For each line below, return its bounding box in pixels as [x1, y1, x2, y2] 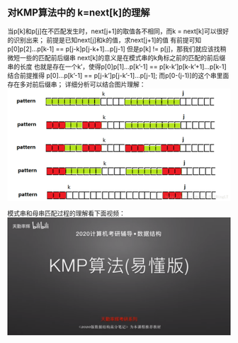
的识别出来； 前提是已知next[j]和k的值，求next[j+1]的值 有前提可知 [7, 35, 202, 44]
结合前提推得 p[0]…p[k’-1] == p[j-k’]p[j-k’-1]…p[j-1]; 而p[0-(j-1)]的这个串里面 [7, 71, 229, 79]
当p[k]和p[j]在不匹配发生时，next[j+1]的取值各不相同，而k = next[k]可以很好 [7, 27, 229, 35]
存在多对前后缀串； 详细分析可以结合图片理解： [7, 80, 146, 89]
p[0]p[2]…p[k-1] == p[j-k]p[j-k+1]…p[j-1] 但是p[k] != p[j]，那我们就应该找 [7, 45, 221, 53]
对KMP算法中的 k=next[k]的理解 [7, 6, 150, 19]
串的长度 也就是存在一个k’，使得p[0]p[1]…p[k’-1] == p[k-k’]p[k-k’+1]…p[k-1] [7, 62, 227, 71]
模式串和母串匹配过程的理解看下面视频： [7, 208, 125, 218]
